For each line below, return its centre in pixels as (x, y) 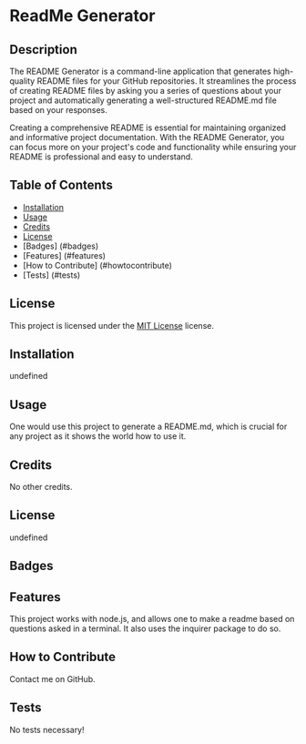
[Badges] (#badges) (61, 246)
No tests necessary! (47, 729)
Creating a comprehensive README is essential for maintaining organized (148, 127)
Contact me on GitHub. (52, 678)
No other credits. (41, 487)
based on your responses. (58, 110)
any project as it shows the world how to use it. (98, 436)
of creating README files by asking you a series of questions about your (146, 91)
